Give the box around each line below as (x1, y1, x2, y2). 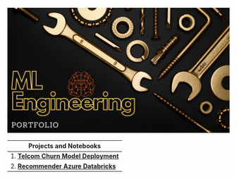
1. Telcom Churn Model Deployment (10, 152, 119, 161)
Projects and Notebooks (28, 142, 101, 150)
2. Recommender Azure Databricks (10, 161, 116, 170)
